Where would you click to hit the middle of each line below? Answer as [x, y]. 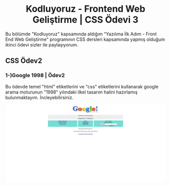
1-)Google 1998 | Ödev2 [35, 76]
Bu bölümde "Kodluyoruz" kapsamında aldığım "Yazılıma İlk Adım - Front [81, 34]
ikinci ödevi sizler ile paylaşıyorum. [42, 44]
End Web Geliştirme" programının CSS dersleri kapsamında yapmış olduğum [85, 39]
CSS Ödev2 [24, 61]
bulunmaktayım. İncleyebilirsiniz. [39, 97]
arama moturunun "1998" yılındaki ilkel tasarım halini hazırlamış [72, 92]
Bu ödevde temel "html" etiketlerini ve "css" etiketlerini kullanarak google [82, 86]
